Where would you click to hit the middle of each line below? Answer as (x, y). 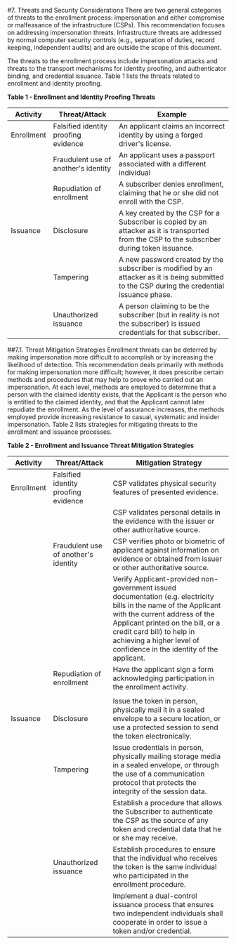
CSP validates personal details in (167, 512)
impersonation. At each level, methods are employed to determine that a (112, 387)
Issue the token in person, (155, 701)
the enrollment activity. (150, 687)
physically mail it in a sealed (159, 710)
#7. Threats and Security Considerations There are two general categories (114, 10)
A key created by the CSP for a (169, 213)
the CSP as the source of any (161, 820)
